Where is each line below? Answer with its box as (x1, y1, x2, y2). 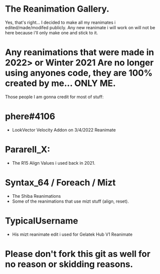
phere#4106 (5, 111, 55, 122)
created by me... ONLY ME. (5, 78, 116, 89)
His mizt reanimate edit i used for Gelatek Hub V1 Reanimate (12, 231, 133, 237)
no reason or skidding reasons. (5, 258, 133, 270)
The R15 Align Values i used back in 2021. (12, 160, 96, 166)
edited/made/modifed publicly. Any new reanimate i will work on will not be (5, 24, 156, 30)
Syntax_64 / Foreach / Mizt (5, 177, 116, 188)
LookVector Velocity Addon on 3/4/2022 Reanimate (12, 127, 116, 133)
